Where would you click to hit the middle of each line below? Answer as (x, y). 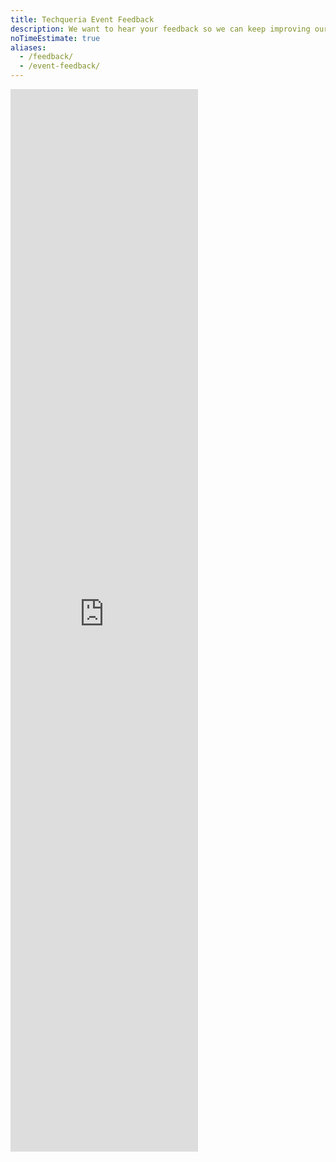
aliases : (28, 47)
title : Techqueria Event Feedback (82, 19)
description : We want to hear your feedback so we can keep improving (160, 29)
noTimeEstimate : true (55, 38)
